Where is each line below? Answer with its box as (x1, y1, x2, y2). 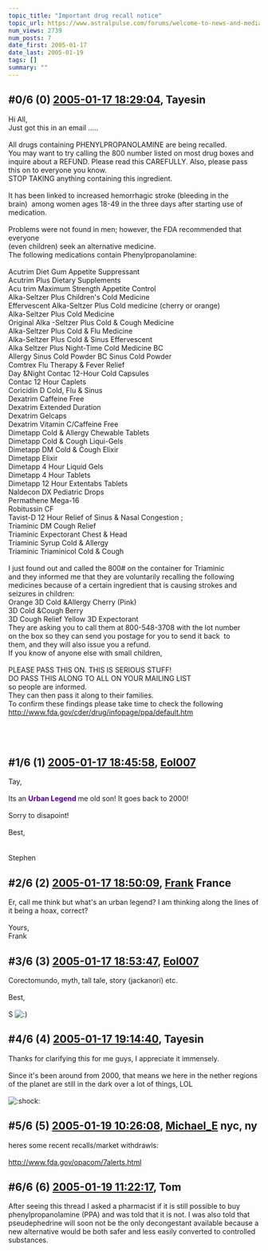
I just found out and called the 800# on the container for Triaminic (8, 563, 225, 572)
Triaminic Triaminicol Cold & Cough (8, 546, 124, 556)
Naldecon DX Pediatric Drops (8, 487, 104, 497)
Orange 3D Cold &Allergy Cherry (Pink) (8, 597, 137, 607)
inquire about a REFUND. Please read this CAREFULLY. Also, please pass (8, 156, 248, 166)
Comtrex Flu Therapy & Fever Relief (8, 360, 125, 369)
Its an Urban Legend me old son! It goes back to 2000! (8, 794, 189, 804)
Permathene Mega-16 (8, 495, 80, 505)
